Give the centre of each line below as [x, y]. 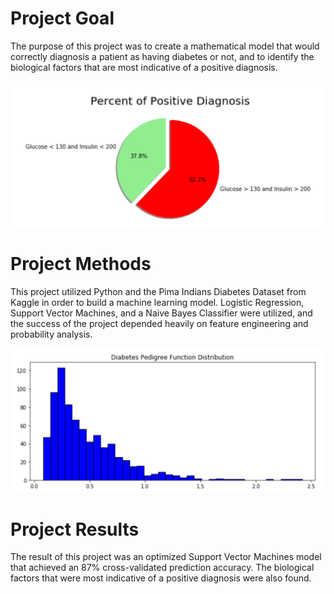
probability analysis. [51, 334]
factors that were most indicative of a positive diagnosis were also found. [161, 578]
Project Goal [62, 18]
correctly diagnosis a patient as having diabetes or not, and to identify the [162, 56]
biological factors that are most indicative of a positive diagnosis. [144, 67]
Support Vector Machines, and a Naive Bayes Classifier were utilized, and [161, 313]
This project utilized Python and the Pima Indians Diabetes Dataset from [158, 291]
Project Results [75, 529]
